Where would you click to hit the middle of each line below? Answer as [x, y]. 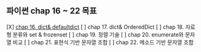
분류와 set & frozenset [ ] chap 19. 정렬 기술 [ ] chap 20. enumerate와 [98, 34]
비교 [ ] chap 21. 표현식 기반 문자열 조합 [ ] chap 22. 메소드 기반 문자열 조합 [103, 42]
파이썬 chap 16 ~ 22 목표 [51, 11]
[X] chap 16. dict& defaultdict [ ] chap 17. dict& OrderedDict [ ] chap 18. [95, 27]
